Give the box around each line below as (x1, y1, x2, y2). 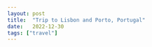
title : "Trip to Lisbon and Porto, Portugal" (7, 17, 146, 23)
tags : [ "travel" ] (7, 29, 58, 37)
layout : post (7, 10, 46, 17)
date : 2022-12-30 (7, 23, 64, 30)
